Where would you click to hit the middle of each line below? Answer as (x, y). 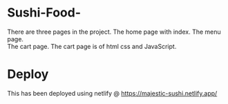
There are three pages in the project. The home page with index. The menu (114, 32)
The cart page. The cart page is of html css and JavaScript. (92, 46)
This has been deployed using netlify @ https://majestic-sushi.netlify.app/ (112, 93)
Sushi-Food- (44, 13)
